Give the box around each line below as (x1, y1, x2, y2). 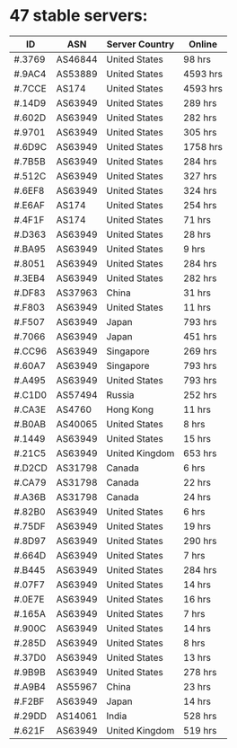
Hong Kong (106, 403, 154, 416)
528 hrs (183, 709, 217, 722)
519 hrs (183, 724, 217, 736)
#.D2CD (13, 462, 48, 474)
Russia (106, 388, 135, 400)
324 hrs (183, 184, 217, 197)
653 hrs (183, 446, 217, 459)
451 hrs (183, 330, 217, 342)
